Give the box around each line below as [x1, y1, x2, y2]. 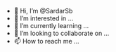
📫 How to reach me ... [13, 37, 79, 45]
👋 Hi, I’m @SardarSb [13, 7, 73, 15]
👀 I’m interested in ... [13, 14, 74, 22]
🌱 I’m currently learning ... [13, 22, 89, 30]
